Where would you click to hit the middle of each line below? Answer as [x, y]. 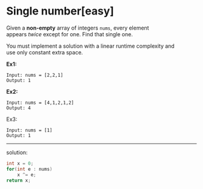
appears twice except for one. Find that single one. [69, 34]
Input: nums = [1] [29, 130]
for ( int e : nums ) [29, 169]
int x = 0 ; [20, 163]
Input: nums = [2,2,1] [35, 75]
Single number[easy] [60, 11]
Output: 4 [19, 108]
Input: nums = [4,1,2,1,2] [40, 103]
